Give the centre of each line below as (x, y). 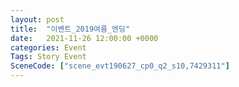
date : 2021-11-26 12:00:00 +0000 (84, 38)
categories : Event (48, 47)
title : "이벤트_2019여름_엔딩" (70, 29)
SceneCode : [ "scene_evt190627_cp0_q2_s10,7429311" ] (120, 66)
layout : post (37, 19)
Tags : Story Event (48, 57)
